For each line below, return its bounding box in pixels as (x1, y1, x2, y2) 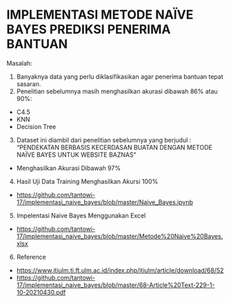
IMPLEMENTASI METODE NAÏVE (6, 7, 194, 23)
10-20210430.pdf (16, 288, 66, 296)
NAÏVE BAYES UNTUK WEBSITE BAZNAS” (16, 150, 137, 159)
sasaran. (16, 79, 41, 88)
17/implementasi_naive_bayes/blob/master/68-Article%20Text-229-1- (16, 280, 215, 289)
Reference (16, 253, 46, 261)
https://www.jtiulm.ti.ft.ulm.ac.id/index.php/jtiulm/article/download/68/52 (16, 266, 224, 274)
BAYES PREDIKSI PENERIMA (6, 21, 171, 37)
